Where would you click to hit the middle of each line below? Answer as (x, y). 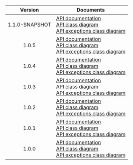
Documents (91, 10)
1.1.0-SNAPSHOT (29, 25)
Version (29, 10)
